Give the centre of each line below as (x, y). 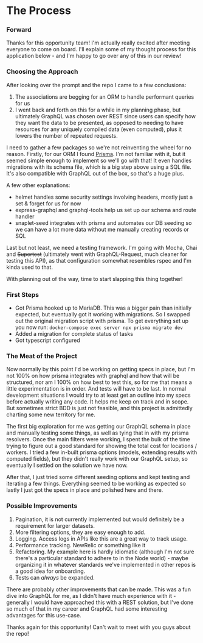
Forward (19, 30)
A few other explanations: (38, 185)
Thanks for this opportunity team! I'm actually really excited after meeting (98, 43)
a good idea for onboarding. (50, 571)
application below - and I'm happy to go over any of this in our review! (94, 56)
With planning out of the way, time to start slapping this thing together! (95, 279)
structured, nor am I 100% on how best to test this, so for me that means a (99, 382)
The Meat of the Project (42, 356)
